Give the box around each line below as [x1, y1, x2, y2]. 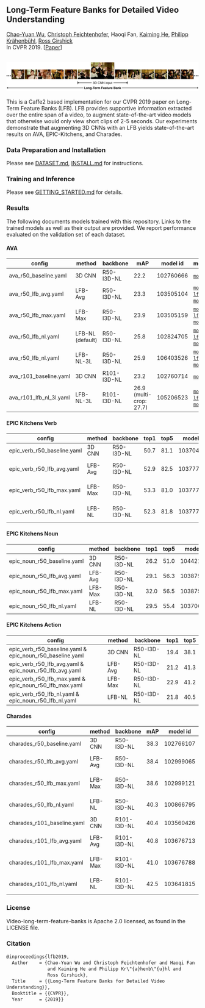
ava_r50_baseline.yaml [9, 271, 67, 279]
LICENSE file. [6, 924, 40, 931]
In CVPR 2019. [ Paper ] [6, 43, 63, 51]
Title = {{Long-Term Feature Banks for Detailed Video [12, 978, 165, 984]
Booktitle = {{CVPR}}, [12, 990, 70, 996]
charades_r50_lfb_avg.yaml [9, 758, 78, 765]
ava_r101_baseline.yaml [9, 373, 70, 380]
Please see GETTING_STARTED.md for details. [6, 188, 123, 196]
